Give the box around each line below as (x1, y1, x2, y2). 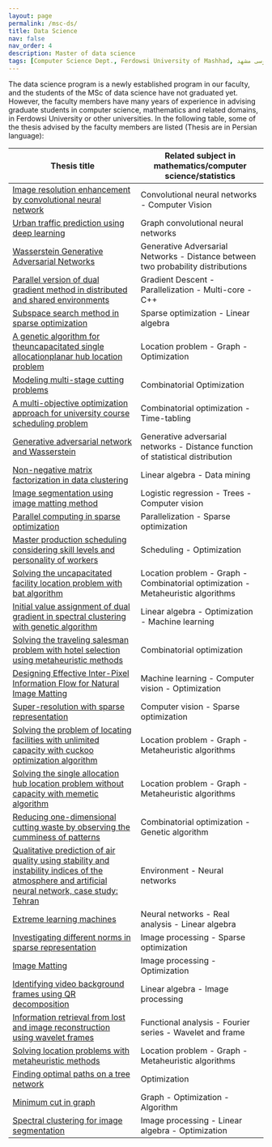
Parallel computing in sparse (12, 511, 121, 522)
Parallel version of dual (12, 274, 100, 285)
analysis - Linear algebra (140, 918, 236, 929)
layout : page (8, 11, 53, 20)
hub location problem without (12, 778, 124, 789)
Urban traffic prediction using (12, 217, 125, 228)
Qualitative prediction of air (12, 844, 116, 856)
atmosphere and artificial (12, 875, 108, 886)
